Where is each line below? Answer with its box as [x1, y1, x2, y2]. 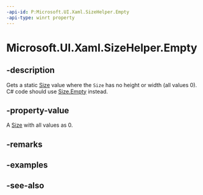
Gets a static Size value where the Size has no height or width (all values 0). [6, 81, 197, 88]
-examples [6, 160, 48, 171]
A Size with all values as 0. [6, 121, 73, 129]
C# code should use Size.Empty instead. [6, 88, 109, 95]
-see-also [6, 180, 45, 191]
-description [6, 65, 55, 76]
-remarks [6, 139, 43, 149]
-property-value [6, 105, 69, 116]
